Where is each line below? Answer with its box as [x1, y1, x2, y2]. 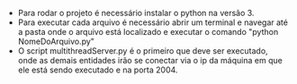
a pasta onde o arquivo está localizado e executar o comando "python [17, 27, 279, 37]
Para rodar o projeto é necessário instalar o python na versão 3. [17, 8, 255, 18]
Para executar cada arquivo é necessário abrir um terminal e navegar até [17, 17, 288, 28]
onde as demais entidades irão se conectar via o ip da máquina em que [17, 55, 283, 65]
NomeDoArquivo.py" [17, 36, 94, 46]
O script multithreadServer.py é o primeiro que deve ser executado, [17, 46, 268, 56]
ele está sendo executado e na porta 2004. [17, 64, 178, 75]
